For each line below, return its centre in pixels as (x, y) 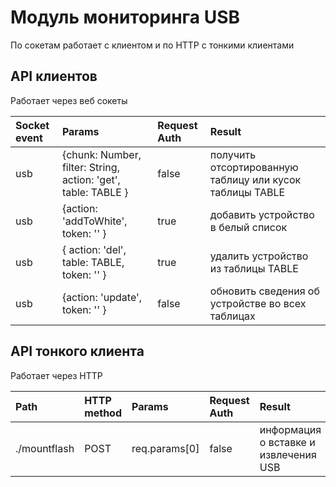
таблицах (232, 316)
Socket (32, 125)
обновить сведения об (264, 291)
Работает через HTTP (56, 375)
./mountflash (45, 448)
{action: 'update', (102, 297)
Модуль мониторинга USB (125, 17)
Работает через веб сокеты (69, 100)
